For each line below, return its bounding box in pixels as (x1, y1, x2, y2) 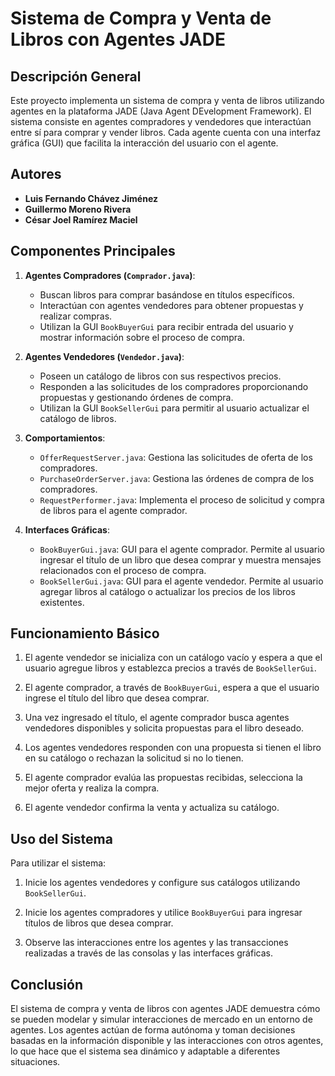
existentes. (39, 596, 85, 608)
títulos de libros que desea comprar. (24, 917, 174, 929)
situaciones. (10, 1056, 61, 1068)
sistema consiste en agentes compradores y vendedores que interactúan (10, 116, 312, 127)
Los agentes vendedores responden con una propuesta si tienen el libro (24, 742, 322, 754)
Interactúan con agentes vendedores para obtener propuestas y (39, 299, 304, 311)
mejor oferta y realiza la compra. (24, 782, 160, 794)
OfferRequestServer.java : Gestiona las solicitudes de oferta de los (39, 451, 313, 463)
